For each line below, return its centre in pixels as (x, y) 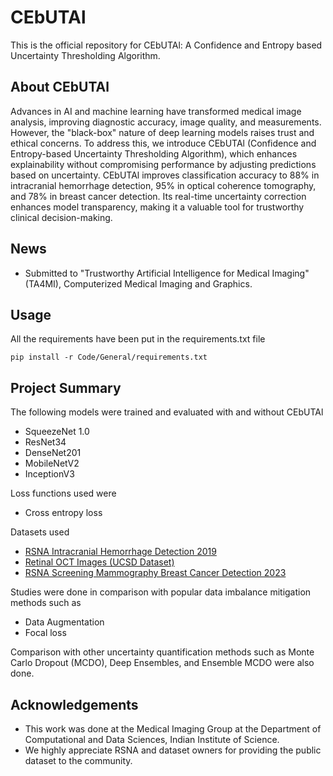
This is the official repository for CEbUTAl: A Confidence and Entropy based (166, 45)
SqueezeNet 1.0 (57, 432)
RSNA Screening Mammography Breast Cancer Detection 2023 (155, 573)
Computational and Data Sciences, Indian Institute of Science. (152, 739)
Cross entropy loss (63, 513)
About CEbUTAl (60, 87)
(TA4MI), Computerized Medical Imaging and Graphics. (138, 283)
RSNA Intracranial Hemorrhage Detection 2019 (120, 552)
